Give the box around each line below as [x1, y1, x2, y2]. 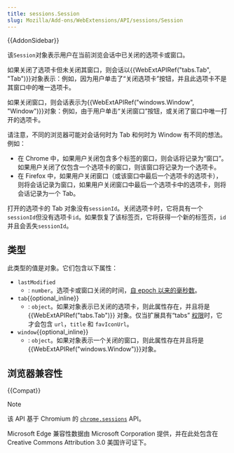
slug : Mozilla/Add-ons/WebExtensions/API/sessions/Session [7, 17, 184, 24]
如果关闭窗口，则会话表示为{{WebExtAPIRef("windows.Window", [7, 97, 195, 106]
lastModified [17, 279, 56, 286]
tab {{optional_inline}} [17, 294, 79, 302]
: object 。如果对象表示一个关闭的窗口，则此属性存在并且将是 [27, 336, 205, 344]
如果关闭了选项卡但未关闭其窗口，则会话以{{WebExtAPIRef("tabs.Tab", [7, 65, 212, 74]
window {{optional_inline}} [17, 327, 89, 337]
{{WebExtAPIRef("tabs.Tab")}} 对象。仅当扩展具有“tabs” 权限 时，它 [27, 311, 223, 320]
